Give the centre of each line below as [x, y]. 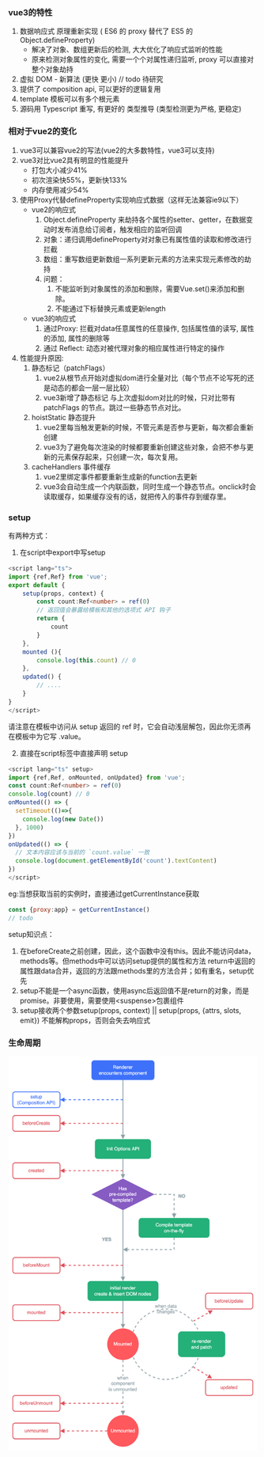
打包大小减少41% [59, 170]
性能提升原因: [41, 358]
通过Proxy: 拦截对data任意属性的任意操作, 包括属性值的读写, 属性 [149, 328]
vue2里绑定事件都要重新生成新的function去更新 [120, 476]
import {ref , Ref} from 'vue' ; [58, 577]
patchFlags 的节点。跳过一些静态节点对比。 [114, 407]
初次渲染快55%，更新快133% [79, 180]
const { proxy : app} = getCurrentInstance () [79, 909]
